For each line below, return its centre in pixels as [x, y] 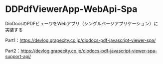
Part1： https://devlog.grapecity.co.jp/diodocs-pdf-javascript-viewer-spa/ [81, 40]
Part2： [13, 51]
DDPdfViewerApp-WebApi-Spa [71, 9]
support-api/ [18, 56]
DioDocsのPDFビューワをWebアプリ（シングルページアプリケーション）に [82, 23]
